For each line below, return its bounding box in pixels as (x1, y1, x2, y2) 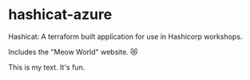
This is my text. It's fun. (8, 62, 85, 72)
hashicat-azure (8, 6, 113, 24)
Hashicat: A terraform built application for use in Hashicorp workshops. (8, 32, 243, 41)
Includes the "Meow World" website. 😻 (8, 47, 138, 56)
